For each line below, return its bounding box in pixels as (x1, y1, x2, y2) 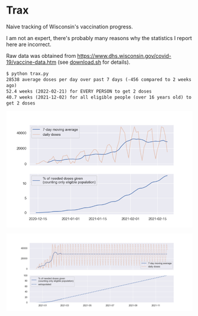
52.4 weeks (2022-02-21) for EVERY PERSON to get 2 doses (6, 88, 152, 95)
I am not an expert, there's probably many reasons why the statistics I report (6, 34, 192, 41)
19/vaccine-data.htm (6, 58, 57, 66)
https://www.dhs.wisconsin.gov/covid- (77, 52, 171, 59)
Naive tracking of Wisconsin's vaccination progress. (6, 23, 133, 30)
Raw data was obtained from (6, 52, 76, 59)
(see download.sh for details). (57, 58, 131, 66)
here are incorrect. (6, 41, 51, 48)
